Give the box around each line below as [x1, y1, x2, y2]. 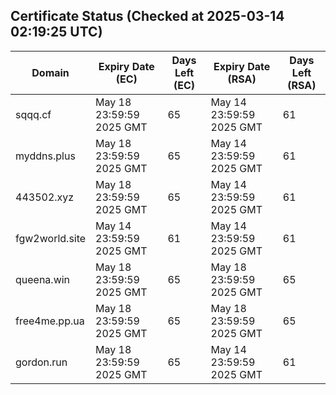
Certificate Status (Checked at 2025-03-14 [10, 8, 285, 25]
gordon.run [15, 355, 68, 369]
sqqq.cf [15, 107, 52, 121]
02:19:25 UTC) [10, 24, 103, 41]
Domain [31, 65, 70, 79]
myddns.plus [15, 149, 76, 163]
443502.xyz [15, 190, 75, 204]
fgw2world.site [15, 231, 87, 245]
